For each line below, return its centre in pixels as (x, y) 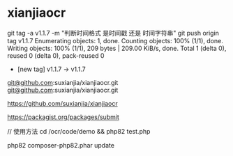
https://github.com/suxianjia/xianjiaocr (62, 103)
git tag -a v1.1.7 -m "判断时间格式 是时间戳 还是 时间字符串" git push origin (113, 33)
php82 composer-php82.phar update (61, 145)
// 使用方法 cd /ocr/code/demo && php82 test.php (79, 131)
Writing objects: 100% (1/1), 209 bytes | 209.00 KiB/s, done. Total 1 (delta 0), (117, 48)
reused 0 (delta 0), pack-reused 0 (56, 55)
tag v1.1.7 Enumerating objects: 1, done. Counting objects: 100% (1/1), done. (115, 40)
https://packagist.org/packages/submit (63, 117)
